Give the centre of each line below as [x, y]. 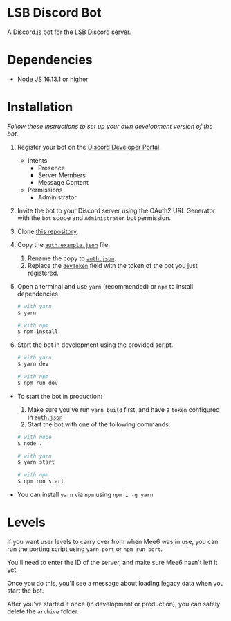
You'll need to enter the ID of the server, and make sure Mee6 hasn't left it [112, 562]
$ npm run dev [37, 383]
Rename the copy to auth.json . [72, 258]
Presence [52, 168]
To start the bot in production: [59, 396]
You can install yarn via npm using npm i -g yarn [85, 495]
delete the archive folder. [43, 611]
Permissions [45, 190]
